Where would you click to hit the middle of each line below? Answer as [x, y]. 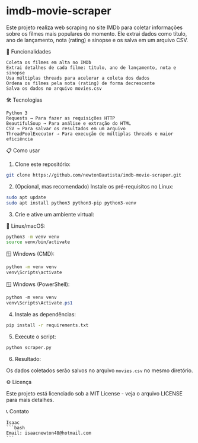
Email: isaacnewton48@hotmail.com [49, 433]
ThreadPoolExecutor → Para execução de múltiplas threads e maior [90, 134]
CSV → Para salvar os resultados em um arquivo [66, 128]
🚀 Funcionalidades [29, 51]
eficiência [20, 139]
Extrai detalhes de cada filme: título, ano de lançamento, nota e [91, 67]
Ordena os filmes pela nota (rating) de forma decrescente [81, 83]
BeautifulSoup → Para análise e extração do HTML [69, 123]
